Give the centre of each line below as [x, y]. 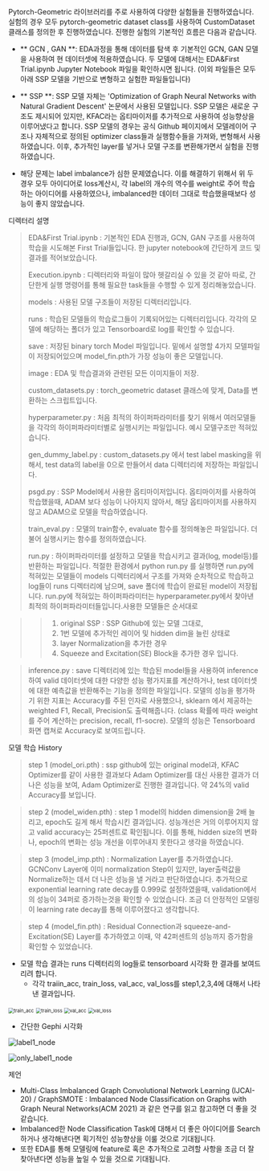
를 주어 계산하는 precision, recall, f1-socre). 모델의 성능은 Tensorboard [141, 720]
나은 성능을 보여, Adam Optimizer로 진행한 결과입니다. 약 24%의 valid [139, 785]
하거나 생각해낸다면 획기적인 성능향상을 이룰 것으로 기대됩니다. [118, 1138]
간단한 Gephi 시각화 [51, 1026]
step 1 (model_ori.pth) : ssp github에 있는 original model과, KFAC [133, 765]
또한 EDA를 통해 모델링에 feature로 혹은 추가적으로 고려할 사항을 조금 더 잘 [137, 1149]
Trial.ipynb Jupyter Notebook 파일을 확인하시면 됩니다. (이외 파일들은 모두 [138, 69]
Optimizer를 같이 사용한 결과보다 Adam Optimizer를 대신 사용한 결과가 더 [143, 775]
